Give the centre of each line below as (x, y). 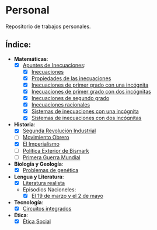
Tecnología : (29, 202)
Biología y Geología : (39, 164)
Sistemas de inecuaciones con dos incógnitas (86, 118)
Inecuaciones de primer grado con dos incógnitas (91, 92)
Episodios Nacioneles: (49, 189)
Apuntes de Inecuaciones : (54, 65)
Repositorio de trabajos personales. (48, 26)
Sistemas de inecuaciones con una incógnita (85, 111)
